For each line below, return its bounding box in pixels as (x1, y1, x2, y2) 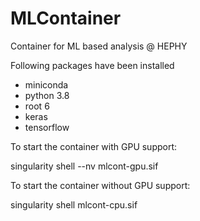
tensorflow (24, 121, 70, 133)
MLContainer (10, 7, 122, 30)
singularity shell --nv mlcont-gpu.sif (10, 160, 159, 172)
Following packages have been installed (10, 59, 175, 71)
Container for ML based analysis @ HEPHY (10, 40, 188, 52)
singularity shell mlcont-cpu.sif (10, 198, 138, 211)
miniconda (24, 78, 69, 91)
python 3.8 (24, 89, 70, 101)
